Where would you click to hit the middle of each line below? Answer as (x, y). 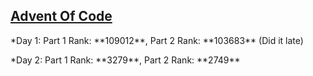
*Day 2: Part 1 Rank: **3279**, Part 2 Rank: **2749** (125, 60)
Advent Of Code (61, 16)
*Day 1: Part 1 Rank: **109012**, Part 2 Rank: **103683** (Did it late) (157, 40)
